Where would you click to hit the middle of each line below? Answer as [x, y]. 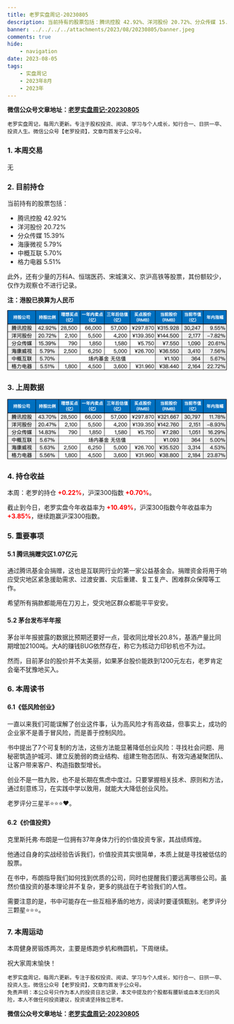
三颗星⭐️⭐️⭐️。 [26, 910]
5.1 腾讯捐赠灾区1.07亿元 [42, 553]
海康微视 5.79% [40, 244]
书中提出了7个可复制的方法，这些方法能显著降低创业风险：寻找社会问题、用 [116, 747]
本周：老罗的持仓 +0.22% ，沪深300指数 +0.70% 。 [81, 493]
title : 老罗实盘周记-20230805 [48, 15]
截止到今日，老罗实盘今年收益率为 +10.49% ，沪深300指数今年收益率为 [110, 507]
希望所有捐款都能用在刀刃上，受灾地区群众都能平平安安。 [89, 603]
